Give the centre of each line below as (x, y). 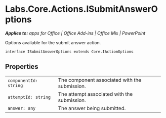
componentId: (23, 80)
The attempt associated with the (95, 94)
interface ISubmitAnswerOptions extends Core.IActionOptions (69, 52)
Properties (22, 67)
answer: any (22, 108)
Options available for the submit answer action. (53, 42)
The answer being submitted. (92, 108)
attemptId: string (29, 97)
